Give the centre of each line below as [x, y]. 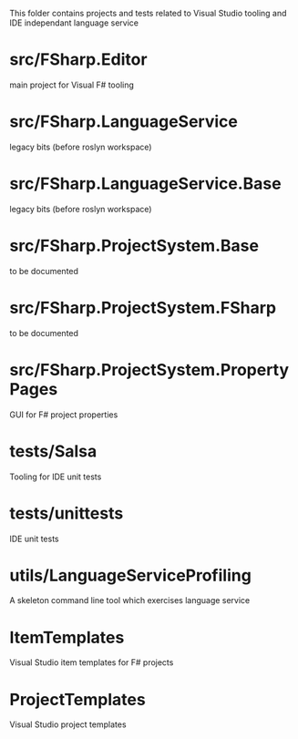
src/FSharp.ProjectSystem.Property [149, 369]
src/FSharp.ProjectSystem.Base [134, 246]
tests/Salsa [53, 451]
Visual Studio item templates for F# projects [92, 662]
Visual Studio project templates [68, 724]
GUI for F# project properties [64, 415]
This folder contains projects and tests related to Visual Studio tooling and [148, 13]
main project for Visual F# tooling [72, 85]
